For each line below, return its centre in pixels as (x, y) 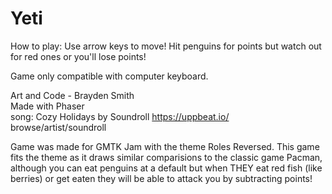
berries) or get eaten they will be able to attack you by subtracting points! (161, 178)
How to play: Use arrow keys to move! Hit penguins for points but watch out (166, 46)
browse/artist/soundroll (58, 127)
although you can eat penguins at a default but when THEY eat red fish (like (166, 168)
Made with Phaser (47, 106)
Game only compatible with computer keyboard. (109, 76)
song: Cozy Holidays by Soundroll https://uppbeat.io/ (120, 116)
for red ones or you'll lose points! (78, 56)
